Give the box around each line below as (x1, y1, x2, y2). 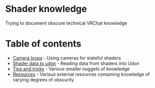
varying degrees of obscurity (12, 76, 74, 82)
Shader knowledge (5, 3, 87, 15)
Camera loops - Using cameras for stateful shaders (12, 55, 121, 61)
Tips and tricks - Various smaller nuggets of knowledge (12, 65, 130, 72)
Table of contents (5, 38, 82, 50)
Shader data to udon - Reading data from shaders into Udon (12, 60, 140, 67)
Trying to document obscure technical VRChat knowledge (5, 20, 127, 26)
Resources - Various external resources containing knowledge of (12, 71, 150, 77)
